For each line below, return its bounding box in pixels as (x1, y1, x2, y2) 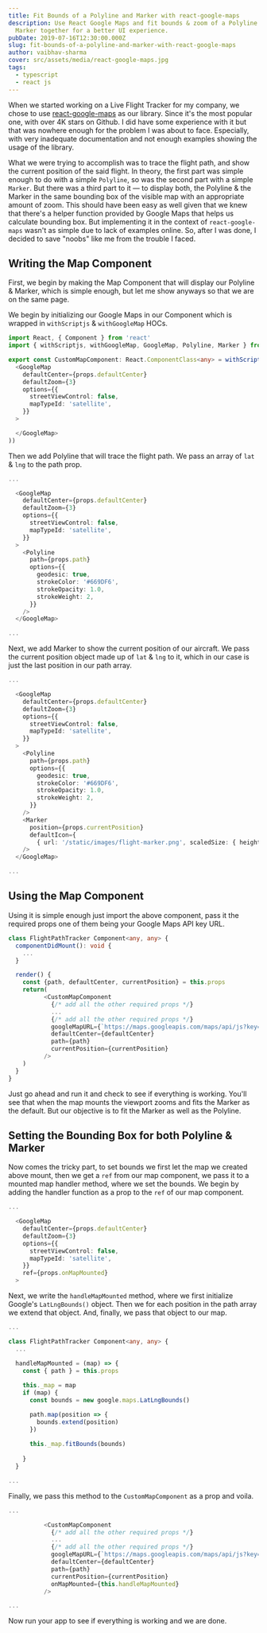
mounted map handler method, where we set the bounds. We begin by (8, 1179, 240, 1189)
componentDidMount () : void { (15, 942, 112, 950)
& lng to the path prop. (8, 459, 83, 469)
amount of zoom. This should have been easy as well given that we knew (8, 200, 248, 209)
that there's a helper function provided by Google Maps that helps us (8, 208, 234, 218)
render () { (15, 971, 52, 979)
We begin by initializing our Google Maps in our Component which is (8, 310, 233, 320)
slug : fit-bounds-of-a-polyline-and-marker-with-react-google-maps (8, 41, 237, 49)
